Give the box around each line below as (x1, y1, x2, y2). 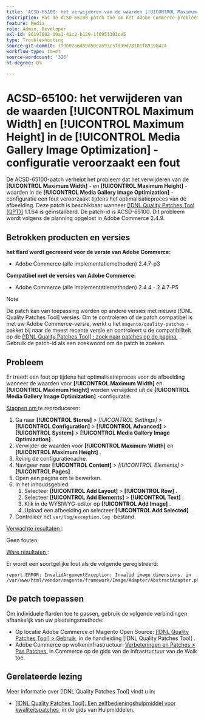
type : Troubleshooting (6, 37, 64, 43)
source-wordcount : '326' (6, 54, 69, 60)
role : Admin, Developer (6, 26, 67, 32)
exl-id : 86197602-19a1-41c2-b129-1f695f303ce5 (6, 32, 126, 38)
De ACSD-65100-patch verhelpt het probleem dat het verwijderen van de (6, 176, 189, 183)
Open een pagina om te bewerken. (15, 475, 102, 482)
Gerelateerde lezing (6, 672, 83, 682)
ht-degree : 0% (6, 60, 42, 66)
